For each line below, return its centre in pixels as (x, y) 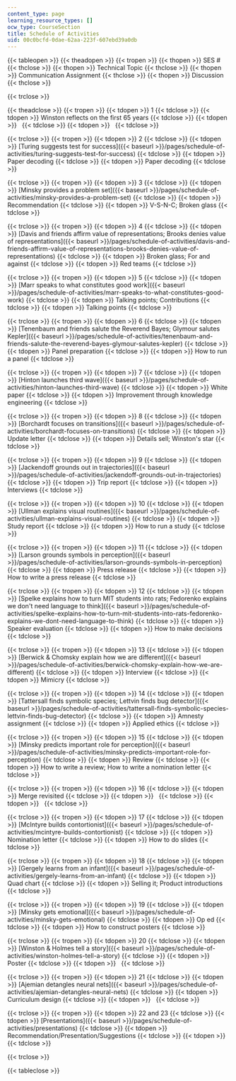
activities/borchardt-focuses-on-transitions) (72, 431)
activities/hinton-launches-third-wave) (64, 388)
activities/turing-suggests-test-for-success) (72, 154)
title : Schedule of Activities (53, 34)
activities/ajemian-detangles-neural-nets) (68, 992)
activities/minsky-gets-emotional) (57, 920)
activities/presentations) (42, 1028)
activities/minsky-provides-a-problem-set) (70, 198)
